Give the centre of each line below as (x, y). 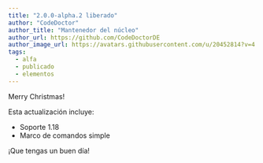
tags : (17, 52)
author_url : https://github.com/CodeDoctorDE (84, 37)
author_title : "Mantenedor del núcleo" (74, 30)
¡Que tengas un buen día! (49, 150)
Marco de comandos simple (65, 135)
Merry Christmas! (37, 96)
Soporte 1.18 (39, 127)
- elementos (35, 74)
